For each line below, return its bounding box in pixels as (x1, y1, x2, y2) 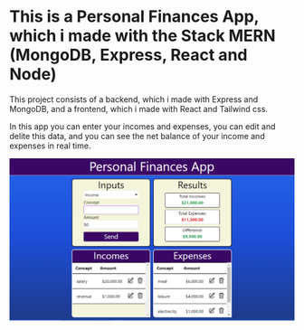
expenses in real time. (9, 140, 91, 151)
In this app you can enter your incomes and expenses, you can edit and (9, 120, 276, 132)
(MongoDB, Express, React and (9, 45, 248, 65)
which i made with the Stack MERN (9, 25, 276, 46)
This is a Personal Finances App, (9, 6, 260, 27)
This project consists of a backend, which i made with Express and (9, 93, 259, 105)
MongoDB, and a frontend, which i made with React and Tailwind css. (9, 103, 269, 114)
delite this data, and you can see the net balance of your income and (9, 130, 265, 141)
